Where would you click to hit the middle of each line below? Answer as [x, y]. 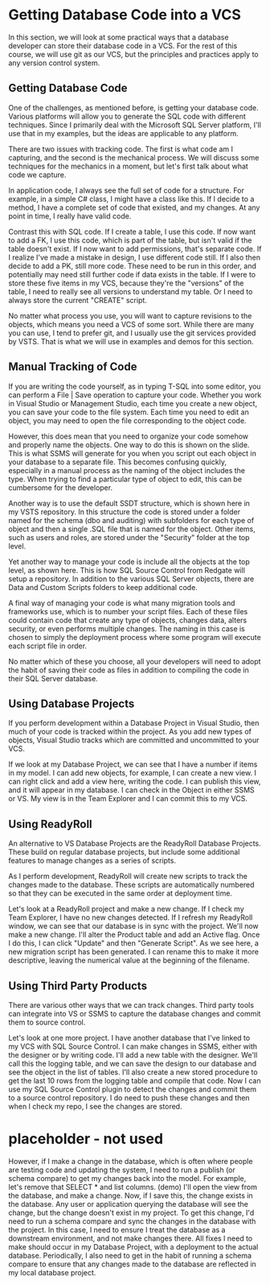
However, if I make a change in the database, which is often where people [131, 1161]
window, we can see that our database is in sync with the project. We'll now [133, 926]
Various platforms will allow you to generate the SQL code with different [127, 116]
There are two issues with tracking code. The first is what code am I [121, 149]
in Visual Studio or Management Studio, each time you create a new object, [133, 403]
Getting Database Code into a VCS [125, 15]
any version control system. [54, 63]
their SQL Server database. [53, 678]
